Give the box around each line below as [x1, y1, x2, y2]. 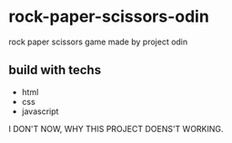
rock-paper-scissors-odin [8, 6, 210, 27]
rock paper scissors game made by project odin [8, 36, 188, 47]
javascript [21, 106, 59, 117]
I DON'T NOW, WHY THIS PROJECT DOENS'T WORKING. [8, 123, 224, 134]
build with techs [8, 62, 102, 78]
